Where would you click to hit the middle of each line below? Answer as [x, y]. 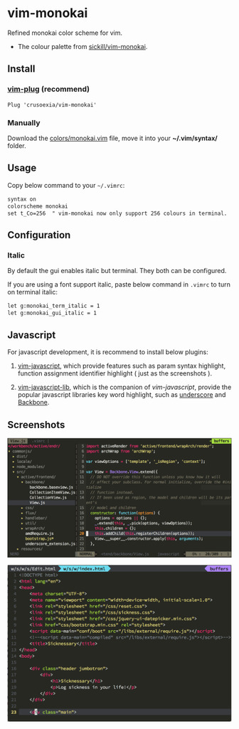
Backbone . [33, 403]
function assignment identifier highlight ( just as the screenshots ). [115, 373]
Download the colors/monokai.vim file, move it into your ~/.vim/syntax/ [113, 138]
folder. [17, 145]
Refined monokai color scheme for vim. [65, 33]
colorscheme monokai [38, 206]
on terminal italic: [33, 292]
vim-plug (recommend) [49, 89]
